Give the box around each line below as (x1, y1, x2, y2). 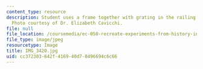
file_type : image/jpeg (6, 37, 63, 43)
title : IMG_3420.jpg (6, 48, 59, 54)
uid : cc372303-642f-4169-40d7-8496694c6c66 (6, 53, 118, 59)
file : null (6, 25, 34, 32)
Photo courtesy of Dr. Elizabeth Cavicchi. (11, 20, 123, 26)
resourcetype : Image (6, 43, 59, 49)
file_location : (6, 31, 45, 37)
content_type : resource (6, 8, 66, 15)
